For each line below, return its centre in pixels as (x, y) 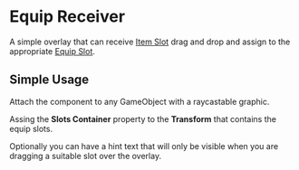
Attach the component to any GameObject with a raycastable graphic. (140, 101)
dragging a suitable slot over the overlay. (85, 156)
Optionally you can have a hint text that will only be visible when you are (144, 146)
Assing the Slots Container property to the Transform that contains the (143, 118)
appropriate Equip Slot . (52, 51)
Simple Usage (49, 80)
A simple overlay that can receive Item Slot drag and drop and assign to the (150, 42)
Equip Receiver (67, 17)
